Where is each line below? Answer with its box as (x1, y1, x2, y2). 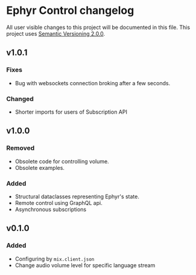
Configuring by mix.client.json (14, 255, 95, 262)
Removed (6, 144, 35, 152)
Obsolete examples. (14, 164, 65, 171)
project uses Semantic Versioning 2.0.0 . (6, 30, 106, 37)
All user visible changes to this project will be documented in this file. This (6, 24, 191, 31)
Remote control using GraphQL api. (14, 199, 103, 206)
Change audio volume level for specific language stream (14, 261, 156, 269)
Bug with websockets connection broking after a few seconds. (14, 79, 171, 86)
